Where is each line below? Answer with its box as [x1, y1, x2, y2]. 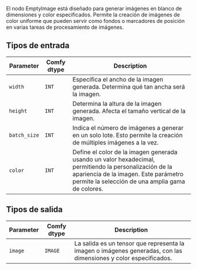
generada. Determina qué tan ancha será [72, 82, 185, 90]
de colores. [72, 184, 104, 193]
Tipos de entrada [6, 41, 70, 50]
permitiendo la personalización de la [72, 163, 173, 171]
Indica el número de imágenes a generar [72, 123, 184, 131]
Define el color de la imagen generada [72, 148, 178, 156]
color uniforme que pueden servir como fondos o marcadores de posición [6, 18, 185, 24]
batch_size [9, 131, 39, 139]
